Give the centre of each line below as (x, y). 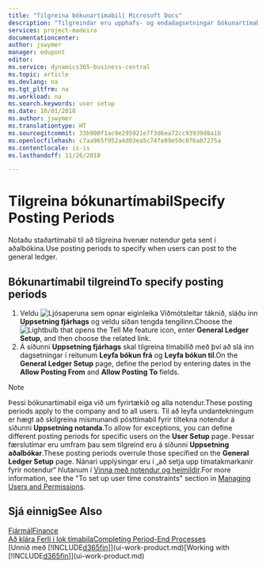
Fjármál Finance (33, 530)
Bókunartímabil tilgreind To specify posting (116, 282)
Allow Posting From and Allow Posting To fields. (99, 372)
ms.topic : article (38, 74)
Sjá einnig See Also (55, 511)
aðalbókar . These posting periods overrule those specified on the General (129, 453)
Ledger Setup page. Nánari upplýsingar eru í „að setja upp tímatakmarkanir (131, 461)
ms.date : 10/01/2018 (42, 112)
